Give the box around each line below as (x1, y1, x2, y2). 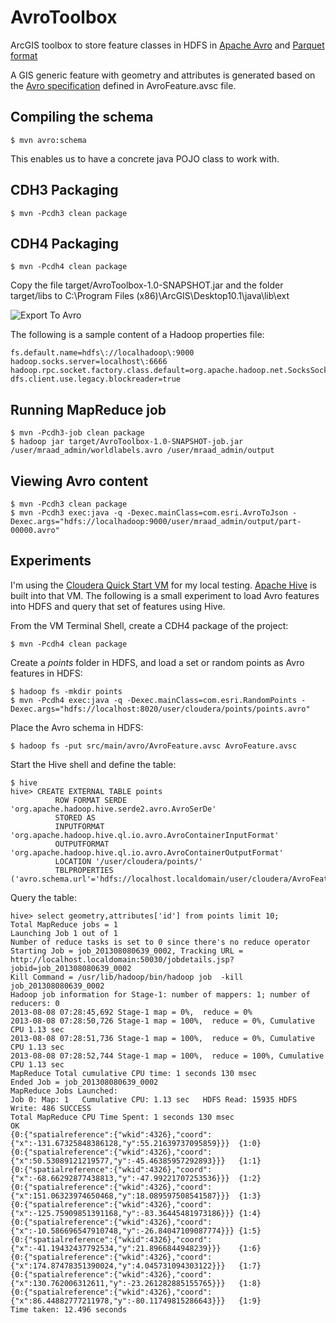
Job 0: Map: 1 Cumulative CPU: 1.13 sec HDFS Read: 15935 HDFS (10, 1094, 298, 1105)
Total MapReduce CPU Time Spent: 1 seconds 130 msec (10, 1112, 235, 1122)
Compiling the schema (10, 109, 154, 126)
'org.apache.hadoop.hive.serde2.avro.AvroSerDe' (10, 804, 217, 814)
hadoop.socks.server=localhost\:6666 (10, 357, 168, 367)
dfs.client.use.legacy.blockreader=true (10, 374, 182, 385)
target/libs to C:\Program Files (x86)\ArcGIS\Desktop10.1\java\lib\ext (10, 290, 290, 302)
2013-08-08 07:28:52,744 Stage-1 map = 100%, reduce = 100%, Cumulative (10, 1051, 325, 1061)
